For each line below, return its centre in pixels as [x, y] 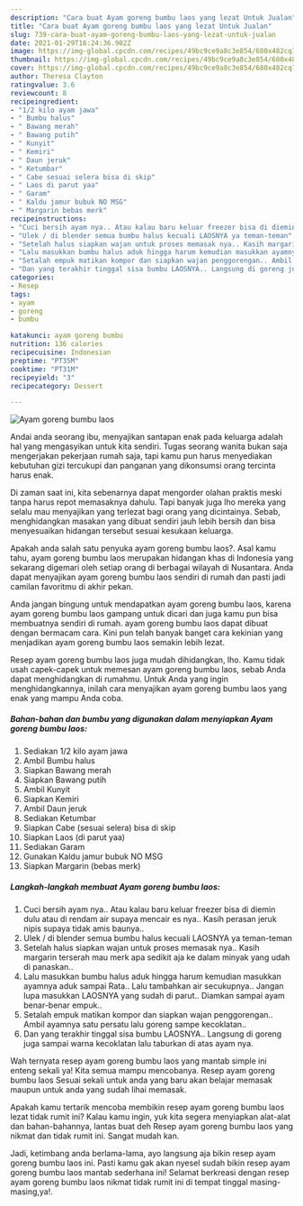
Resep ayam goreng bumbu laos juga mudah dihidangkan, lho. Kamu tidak [148, 660]
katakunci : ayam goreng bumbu [67, 336]
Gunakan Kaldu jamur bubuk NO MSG [93, 856]
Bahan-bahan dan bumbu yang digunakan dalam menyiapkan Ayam [142, 718]
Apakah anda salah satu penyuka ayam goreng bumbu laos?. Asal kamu [143, 548]
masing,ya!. [31, 1192]
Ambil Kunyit [47, 790]
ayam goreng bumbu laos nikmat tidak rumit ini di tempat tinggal [129, 1183]
